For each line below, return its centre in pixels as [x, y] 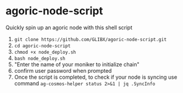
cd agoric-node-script [42, 46]
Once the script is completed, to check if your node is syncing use [96, 77]
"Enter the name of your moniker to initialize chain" [77, 64]
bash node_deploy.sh [40, 58]
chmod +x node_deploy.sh [45, 52]
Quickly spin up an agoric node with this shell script [69, 27]
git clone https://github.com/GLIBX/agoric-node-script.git [90, 39]
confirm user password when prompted [63, 70]
